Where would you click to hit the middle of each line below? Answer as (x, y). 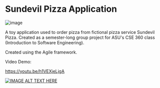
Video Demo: (18, 61)
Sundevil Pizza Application (61, 9)
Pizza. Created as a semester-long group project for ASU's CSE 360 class (80, 37)
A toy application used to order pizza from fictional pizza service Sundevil (80, 32)
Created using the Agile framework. (41, 52)
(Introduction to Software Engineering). (45, 42)
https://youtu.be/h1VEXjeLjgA (35, 71)
